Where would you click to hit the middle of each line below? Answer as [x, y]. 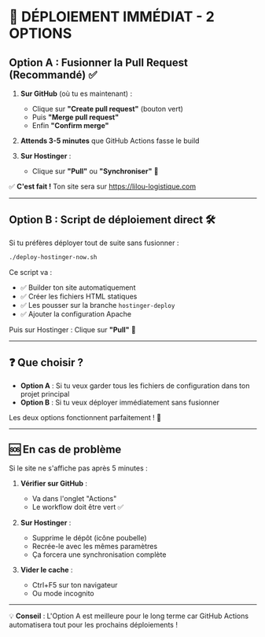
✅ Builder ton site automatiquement [78, 287]
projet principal [45, 394]
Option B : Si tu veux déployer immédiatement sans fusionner [120, 402]
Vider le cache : [46, 570]
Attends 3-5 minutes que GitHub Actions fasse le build [110, 141]
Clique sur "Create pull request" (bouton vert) [108, 109]
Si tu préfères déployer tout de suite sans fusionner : [94, 243]
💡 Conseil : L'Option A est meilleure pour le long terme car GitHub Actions [129, 616]
